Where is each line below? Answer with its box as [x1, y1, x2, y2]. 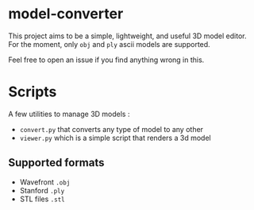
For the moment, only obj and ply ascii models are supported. [8, 39, 210, 49]
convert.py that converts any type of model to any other [19, 124, 204, 134]
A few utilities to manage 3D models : [8, 109, 130, 119]
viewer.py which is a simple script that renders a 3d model [19, 133, 212, 142]
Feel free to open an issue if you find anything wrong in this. [8, 55, 205, 64]
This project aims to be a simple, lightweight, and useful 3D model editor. [8, 31, 247, 41]
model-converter [8, 5, 124, 23]
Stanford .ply [19, 185, 65, 195]
